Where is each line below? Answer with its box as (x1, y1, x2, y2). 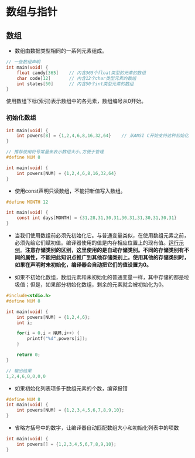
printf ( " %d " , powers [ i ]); (27, 336, 88, 342)
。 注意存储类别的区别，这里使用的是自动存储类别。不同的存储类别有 (19, 247, 184, 254)
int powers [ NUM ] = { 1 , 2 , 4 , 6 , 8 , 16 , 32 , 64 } (16, 170, 117, 176)
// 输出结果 (6, 368, 32, 373)
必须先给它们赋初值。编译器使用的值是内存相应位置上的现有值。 (14, 239, 169, 247)
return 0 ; (16, 352, 41, 358)
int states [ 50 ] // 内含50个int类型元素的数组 (16, 80, 134, 87)
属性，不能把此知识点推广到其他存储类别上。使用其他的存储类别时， (25, 254, 189, 261)
